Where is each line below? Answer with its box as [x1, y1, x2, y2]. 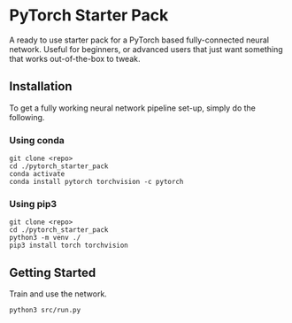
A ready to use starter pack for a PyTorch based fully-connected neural [9, 35, 270, 45]
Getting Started [9, 265, 96, 280]
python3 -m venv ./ [9, 234, 81, 242]
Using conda [9, 134, 65, 146]
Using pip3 [9, 197, 58, 210]
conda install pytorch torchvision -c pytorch [9, 178, 184, 187]
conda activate [9, 170, 65, 179]
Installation [9, 79, 73, 94]
